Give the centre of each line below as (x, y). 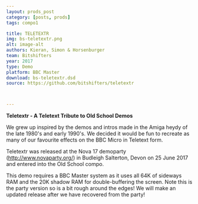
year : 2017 (20, 61)
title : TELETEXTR (28, 33)
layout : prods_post (30, 12)
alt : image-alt (25, 45)
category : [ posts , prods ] (38, 17)
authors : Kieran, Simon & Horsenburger (56, 50)
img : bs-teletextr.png (34, 39)
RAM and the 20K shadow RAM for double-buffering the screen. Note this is (99, 182)
